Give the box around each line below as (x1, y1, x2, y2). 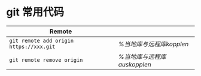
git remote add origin (9, 37, 74, 44)
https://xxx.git (9, 43, 56, 50)
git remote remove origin (9, 56, 83, 63)
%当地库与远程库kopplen (118, 40, 189, 48)
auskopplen (118, 60, 151, 68)
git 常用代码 (6, 5, 65, 19)
